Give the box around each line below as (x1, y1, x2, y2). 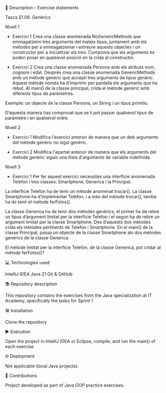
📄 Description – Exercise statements (5, 5, 79, 10)
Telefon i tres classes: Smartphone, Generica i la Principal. (12, 179, 132, 184)
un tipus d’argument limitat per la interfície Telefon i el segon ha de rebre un (5, 214, 160, 220)
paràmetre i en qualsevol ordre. (5, 115, 69, 121)
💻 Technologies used (5, 260, 50, 265)
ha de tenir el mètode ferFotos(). (5, 199, 71, 205)
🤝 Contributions (5, 373, 37, 379)
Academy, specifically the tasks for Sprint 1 (5, 298, 93, 303)
